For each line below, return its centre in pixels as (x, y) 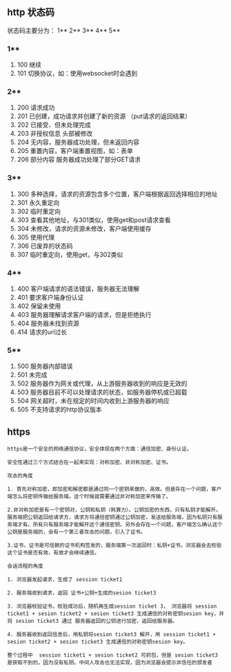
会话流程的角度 (25, 566)
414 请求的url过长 (42, 332)
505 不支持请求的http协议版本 (59, 410)
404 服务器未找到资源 (48, 323)
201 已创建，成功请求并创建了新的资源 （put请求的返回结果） (104, 116)
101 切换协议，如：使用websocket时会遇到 (77, 73)
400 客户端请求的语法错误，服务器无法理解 (78, 289)
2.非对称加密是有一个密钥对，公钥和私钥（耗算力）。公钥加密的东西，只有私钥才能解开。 (114, 510)
